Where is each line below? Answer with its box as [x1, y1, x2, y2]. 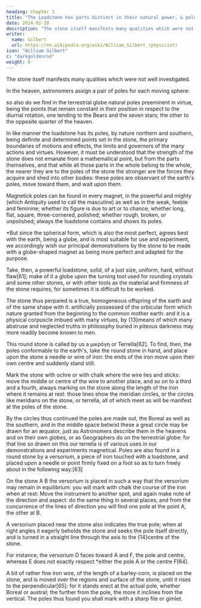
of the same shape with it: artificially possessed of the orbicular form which [6, 303, 193, 311]
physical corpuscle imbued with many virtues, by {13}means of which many [6, 316, 193, 323]
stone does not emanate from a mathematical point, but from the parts [6, 155, 179, 162]
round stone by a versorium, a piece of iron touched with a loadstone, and [6, 453, 188, 460]
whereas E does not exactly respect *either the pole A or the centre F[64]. [6, 558, 190, 565]
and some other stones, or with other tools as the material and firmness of [6, 279, 189, 286]
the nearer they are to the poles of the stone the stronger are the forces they [6, 167, 194, 174]
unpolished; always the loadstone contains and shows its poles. [6, 217, 163, 225]
